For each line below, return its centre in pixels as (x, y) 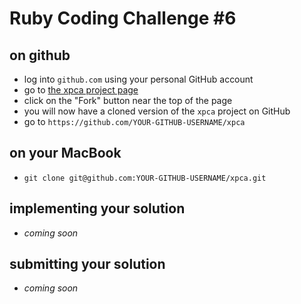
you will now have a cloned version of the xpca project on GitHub (157, 111)
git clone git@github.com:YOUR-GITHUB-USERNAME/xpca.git (145, 178)
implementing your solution (97, 208)
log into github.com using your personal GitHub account (138, 79)
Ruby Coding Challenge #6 (123, 18)
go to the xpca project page (81, 90)
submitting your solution (87, 264)
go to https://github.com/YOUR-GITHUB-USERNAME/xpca (134, 121)
